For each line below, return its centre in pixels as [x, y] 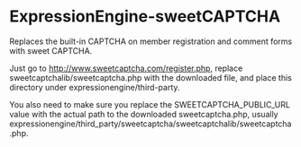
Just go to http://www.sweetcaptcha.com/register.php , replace [126, 68]
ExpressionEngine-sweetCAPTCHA [145, 17]
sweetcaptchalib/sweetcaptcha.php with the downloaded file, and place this [151, 77]
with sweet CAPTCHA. [51, 50]
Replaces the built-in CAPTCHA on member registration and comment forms [151, 41]
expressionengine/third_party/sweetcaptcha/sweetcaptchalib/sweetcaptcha [150, 124]
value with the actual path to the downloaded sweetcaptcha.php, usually [144, 114]
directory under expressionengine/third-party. [95, 87]
